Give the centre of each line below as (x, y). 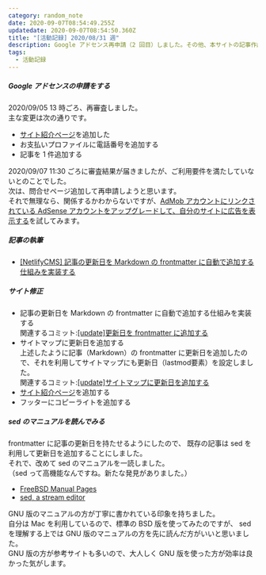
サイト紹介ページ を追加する (65, 392)
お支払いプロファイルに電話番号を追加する (89, 144)
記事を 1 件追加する (51, 154)
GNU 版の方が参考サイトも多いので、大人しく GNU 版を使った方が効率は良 (131, 553)
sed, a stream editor (52, 497)
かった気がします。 (39, 563)
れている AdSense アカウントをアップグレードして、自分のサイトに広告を (129, 210)
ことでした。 (50, 181)
